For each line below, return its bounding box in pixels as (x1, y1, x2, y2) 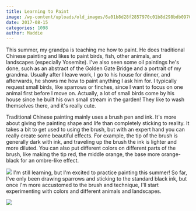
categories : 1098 (6, 25, 48, 31)
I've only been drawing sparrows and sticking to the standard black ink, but (6, 175, 187, 182)
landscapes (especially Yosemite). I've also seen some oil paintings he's (6, 59, 180, 66)
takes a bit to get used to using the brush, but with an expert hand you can (6, 126, 185, 133)
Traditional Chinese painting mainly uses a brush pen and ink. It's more (6, 113, 177, 120)
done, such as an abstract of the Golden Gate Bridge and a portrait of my (6, 65, 182, 72)
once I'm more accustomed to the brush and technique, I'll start (6, 182, 159, 189)
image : (6, 14, 22, 20)
